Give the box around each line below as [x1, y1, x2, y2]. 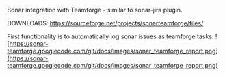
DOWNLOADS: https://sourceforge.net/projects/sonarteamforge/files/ [7, 19, 204, 27]
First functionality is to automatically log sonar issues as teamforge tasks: [7, 32, 214, 40]
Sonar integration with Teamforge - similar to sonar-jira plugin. [7, 6, 183, 14]
